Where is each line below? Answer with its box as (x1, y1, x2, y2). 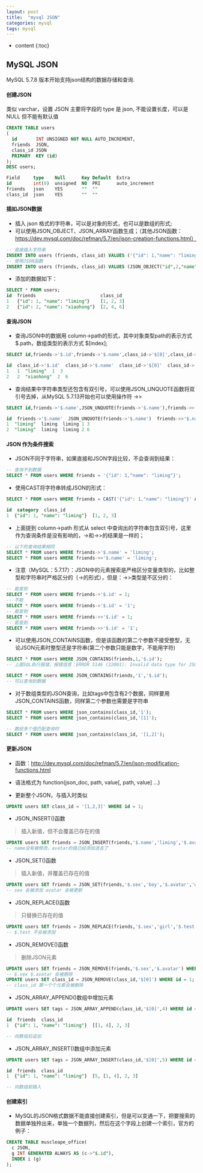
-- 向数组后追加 (6, 1033, 41, 1039)
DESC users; (6, 164, 36, 170)
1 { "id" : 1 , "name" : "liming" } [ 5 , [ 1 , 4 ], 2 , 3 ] (6, 1073, 138, 1079)
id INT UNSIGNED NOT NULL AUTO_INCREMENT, (11, 136, 136, 142)
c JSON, (11, 1145, 31, 1151)
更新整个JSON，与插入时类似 (14, 791, 88, 799)
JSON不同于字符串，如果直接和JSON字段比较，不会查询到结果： (14, 455, 176, 462)
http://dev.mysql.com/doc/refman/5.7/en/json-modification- (31, 759, 180, 766)
